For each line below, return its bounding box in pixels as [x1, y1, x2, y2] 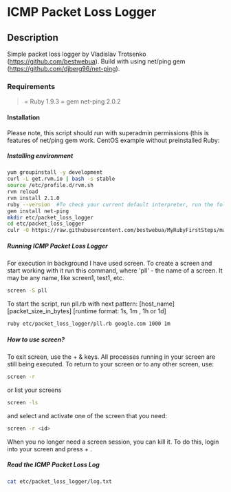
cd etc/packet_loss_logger [7, 220, 85, 228]
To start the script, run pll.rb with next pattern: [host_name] [7, 299, 175, 308]
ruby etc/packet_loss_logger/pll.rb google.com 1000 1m [7, 320, 170, 328]
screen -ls [7, 399, 38, 406]
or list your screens [7, 386, 62, 394]
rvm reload [7, 188, 38, 195]
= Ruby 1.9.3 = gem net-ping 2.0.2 [23, 97, 121, 106]
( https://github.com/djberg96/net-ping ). [7, 65, 120, 72]
